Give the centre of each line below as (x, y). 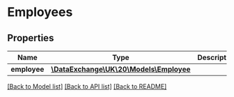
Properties (31, 38)
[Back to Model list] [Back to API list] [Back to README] (87, 87)
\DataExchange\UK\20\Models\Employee (121, 69)
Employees (40, 12)
